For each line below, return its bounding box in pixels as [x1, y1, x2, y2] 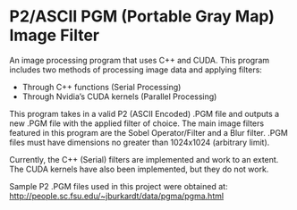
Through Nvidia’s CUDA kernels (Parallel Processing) [21, 91, 217, 102]
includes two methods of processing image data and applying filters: [9, 64, 262, 75]
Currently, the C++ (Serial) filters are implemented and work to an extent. [9, 154, 279, 164]
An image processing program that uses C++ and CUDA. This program [9, 55, 270, 65]
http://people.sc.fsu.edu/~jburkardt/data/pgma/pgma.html [9, 190, 225, 201]
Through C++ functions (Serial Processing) [21, 81, 182, 92]
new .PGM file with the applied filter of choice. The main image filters [9, 118, 265, 129]
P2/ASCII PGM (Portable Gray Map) [9, 6, 275, 27]
